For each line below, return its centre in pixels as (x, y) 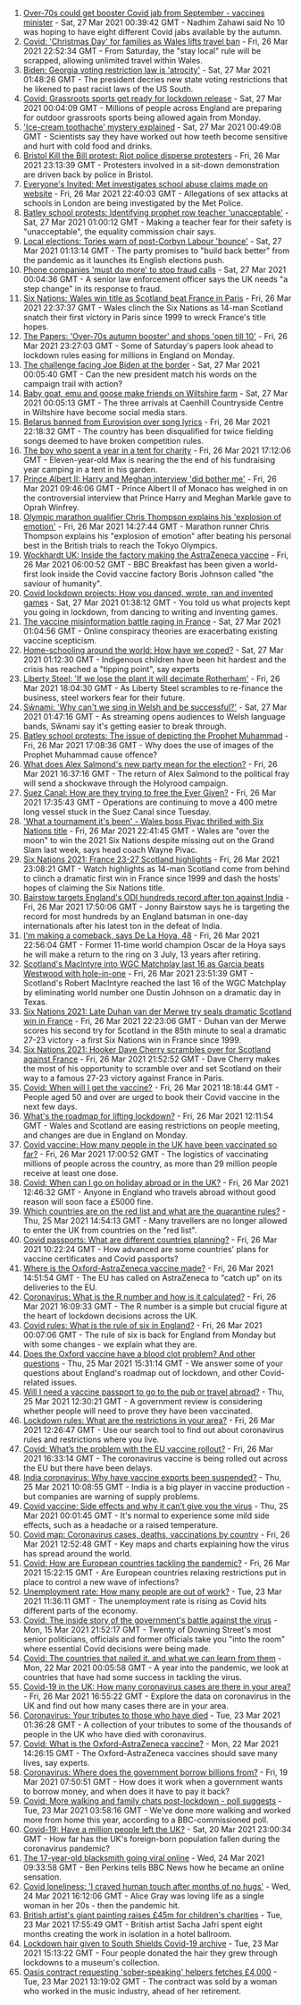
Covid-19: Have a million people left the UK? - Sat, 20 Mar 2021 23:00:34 (157, 1829)
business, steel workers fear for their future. (104, 698)
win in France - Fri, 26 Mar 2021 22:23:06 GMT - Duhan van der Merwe (155, 1021)
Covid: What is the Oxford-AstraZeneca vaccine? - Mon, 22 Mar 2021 (151, 1744)
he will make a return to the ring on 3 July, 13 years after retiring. (142, 954)
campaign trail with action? (73, 384)
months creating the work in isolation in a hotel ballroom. (127, 1934)
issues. (64, 1382)
